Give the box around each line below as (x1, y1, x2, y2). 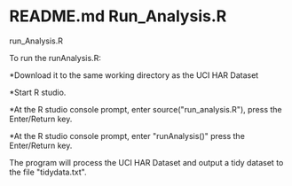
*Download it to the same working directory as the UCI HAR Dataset (9, 69, 259, 81)
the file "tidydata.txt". (9, 167, 87, 177)
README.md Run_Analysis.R (9, 6, 227, 27)
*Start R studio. (9, 87, 67, 97)
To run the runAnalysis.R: (9, 52, 102, 63)
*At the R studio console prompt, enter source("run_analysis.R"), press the (9, 104, 282, 114)
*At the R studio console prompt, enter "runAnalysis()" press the (9, 130, 246, 141)
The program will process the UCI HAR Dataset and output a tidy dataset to (9, 157, 284, 167)
